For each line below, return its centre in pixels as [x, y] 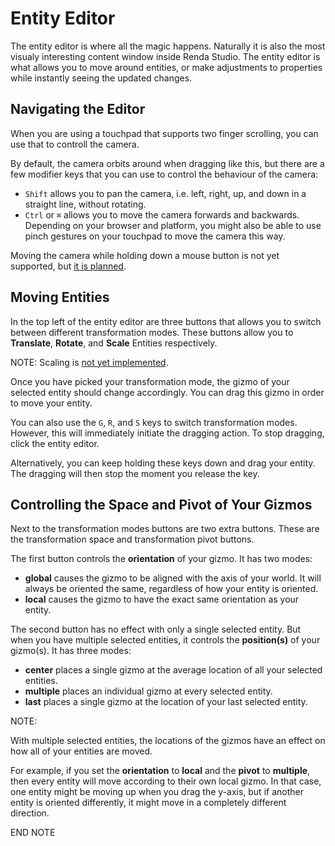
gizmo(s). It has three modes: [71, 651]
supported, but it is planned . [68, 266]
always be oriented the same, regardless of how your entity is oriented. [171, 589]
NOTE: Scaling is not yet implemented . [89, 362]
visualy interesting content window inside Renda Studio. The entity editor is [165, 56]
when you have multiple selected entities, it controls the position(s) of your [165, 640]
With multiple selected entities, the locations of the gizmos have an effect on [168, 741]
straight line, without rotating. [85, 204]
